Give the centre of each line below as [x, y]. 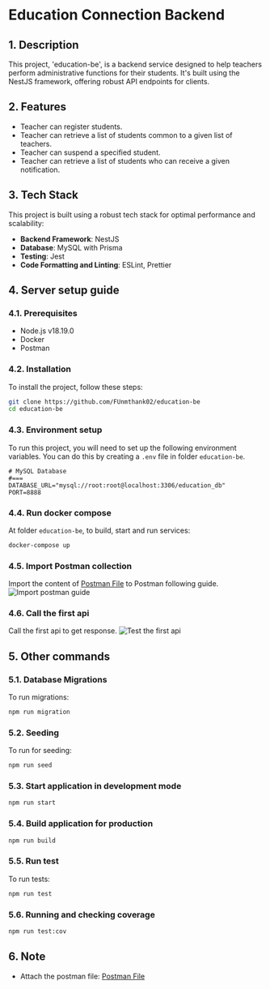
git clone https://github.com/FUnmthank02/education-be [104, 402]
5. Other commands [59, 656]
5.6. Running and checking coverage [82, 914]
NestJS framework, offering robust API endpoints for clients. [109, 81]
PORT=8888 [25, 492]
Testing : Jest [42, 256]
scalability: [26, 223]
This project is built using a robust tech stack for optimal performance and [132, 214]
